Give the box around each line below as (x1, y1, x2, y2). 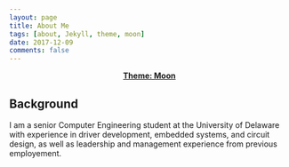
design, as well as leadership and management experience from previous (9, 139, 277, 149)
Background (9, 96, 78, 111)
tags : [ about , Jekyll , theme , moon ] (9, 29, 145, 38)
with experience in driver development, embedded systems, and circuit (9, 129, 270, 139)
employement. (9, 147, 62, 158)
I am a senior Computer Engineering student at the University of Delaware (9, 119, 280, 130)
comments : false (9, 46, 69, 55)
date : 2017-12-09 (9, 37, 74, 47)
